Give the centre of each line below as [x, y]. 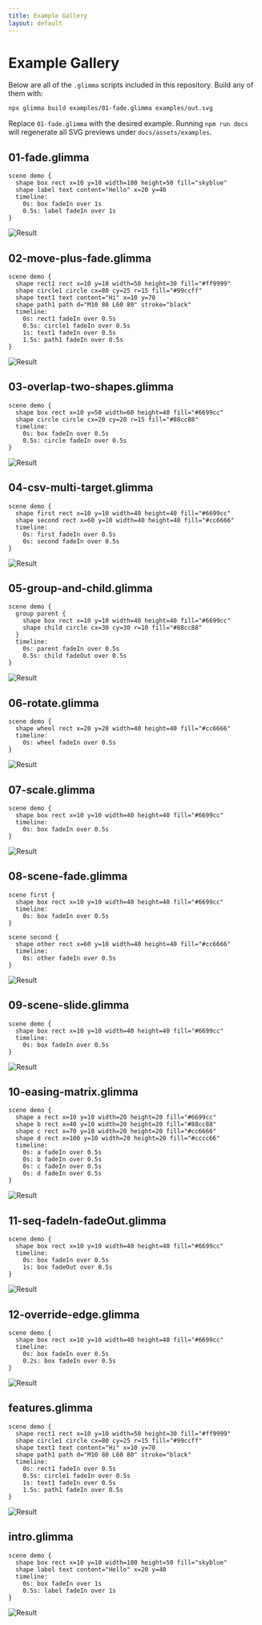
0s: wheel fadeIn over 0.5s [69, 743]
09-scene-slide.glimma [69, 1005]
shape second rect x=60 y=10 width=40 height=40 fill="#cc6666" [125, 520]
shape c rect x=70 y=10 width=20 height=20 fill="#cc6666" [116, 1131]
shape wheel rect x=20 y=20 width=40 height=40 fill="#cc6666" [123, 729]
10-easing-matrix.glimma [73, 1092]
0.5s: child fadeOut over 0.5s [75, 656]
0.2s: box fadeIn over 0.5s [69, 1361]
